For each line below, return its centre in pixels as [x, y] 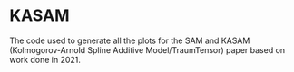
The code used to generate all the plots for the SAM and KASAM [130, 40]
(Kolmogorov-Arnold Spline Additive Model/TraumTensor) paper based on [147, 49]
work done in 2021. [45, 59]
